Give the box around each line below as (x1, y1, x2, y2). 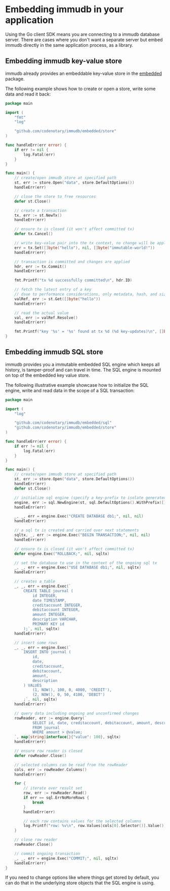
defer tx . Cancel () (14, 232, 53, 237)
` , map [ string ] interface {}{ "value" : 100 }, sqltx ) (14, 734, 121, 740)
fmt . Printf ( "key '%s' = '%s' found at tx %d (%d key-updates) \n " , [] (14, 329, 164, 334)
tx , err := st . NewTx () (14, 213, 62, 218)
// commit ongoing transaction (14, 851, 80, 856)
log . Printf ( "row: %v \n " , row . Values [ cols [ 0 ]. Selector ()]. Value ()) (23, 823, 166, 828)
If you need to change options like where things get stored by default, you (5, 874, 159, 881)
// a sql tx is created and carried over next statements (14, 528, 139, 533)
